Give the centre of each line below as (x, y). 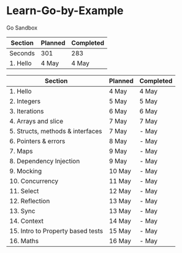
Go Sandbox (22, 28)
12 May (120, 191)
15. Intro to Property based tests (56, 231)
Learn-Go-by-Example (65, 11)
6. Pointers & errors (37, 141)
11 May (120, 181)
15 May (120, 231)
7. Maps (21, 151)
